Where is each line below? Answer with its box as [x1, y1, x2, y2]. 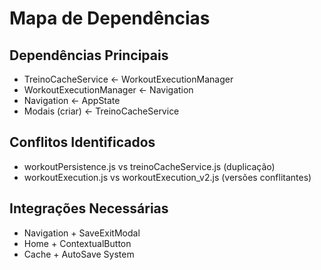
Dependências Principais [9, 47, 169, 64]
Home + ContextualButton [23, 237, 132, 249]
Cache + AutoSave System [23, 248, 135, 260]
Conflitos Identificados [9, 134, 156, 151]
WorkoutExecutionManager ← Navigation [23, 84, 194, 96]
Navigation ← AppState [23, 95, 121, 106]
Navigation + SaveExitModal [23, 227, 141, 239]
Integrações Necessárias [9, 200, 169, 217]
